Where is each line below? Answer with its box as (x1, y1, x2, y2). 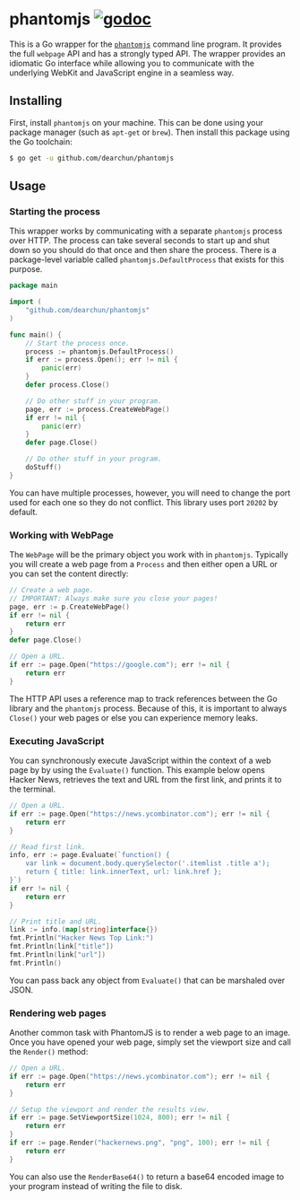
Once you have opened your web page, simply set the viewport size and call (9, 1037, 291, 1047)
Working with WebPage (9, 529, 115, 541)
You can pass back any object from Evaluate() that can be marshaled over (9, 975, 286, 985)
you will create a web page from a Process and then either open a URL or (9, 559, 278, 570)
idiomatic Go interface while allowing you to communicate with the (9, 57, 255, 68)
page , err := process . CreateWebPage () (25, 405, 170, 414)
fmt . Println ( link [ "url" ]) (9, 950, 106, 959)
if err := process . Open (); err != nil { (25, 355, 178, 364)
